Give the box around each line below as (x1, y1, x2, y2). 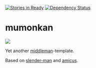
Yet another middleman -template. (5, 48, 74, 54)
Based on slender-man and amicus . (5, 57, 78, 63)
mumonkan (5, 22, 53, 33)
